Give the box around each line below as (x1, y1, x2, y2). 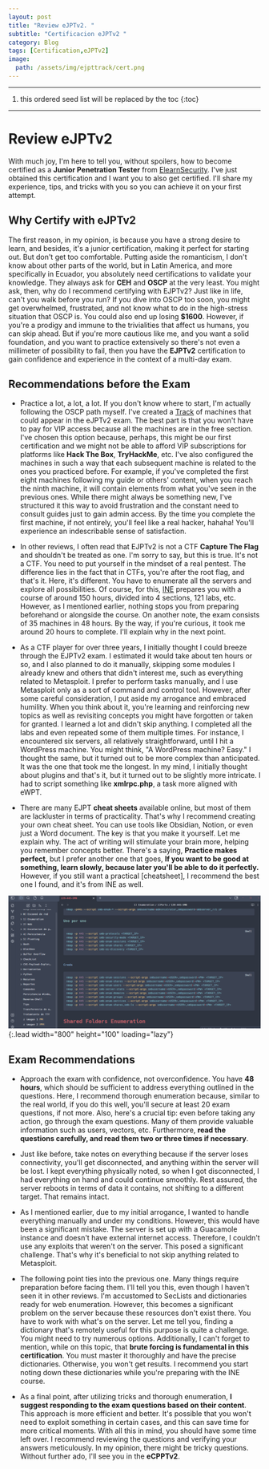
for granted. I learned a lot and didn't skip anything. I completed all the (19, 719, 252, 729)
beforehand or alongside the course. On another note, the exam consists (19, 610, 260, 620)
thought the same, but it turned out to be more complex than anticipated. (19, 754, 260, 763)
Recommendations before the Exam (8, 378, 191, 391)
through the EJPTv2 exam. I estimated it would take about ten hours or (19, 651, 253, 661)
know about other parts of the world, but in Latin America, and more (8, 261, 233, 270)
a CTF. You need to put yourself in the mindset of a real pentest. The (19, 559, 247, 569)
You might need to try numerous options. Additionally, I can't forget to (19, 1333, 251, 1343)
